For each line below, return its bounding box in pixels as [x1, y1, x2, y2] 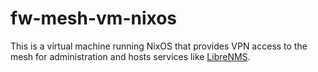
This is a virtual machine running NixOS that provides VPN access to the [10, 40, 308, 52]
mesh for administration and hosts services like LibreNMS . [10, 50, 251, 62]
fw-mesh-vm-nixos [10, 7, 178, 30]
